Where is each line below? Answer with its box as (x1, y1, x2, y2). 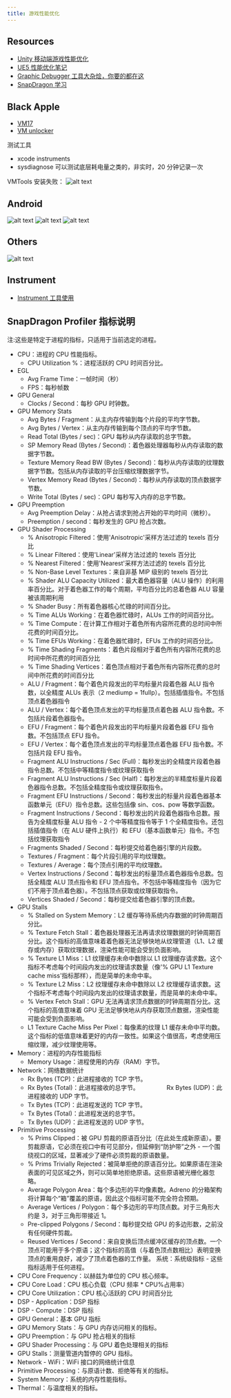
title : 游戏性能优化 (7, 10, 60, 17)
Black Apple (7, 101, 60, 112)
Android (7, 198, 43, 210)
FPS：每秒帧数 (27, 383, 70, 392)
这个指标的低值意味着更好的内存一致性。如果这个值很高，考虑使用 (27, 1031, 215, 1040)
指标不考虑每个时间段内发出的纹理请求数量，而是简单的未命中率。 (33, 989, 221, 997)
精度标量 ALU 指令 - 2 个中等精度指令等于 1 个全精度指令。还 (46, 818, 218, 826)
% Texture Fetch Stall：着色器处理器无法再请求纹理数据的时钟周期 (27, 928, 215, 936)
